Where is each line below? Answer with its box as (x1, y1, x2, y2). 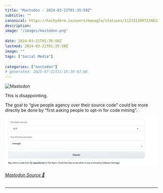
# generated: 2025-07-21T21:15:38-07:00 (5, 70, 88, 74)
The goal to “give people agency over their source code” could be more (5, 102, 148, 108)
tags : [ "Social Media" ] (5, 54, 53, 59)
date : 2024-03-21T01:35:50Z (5, 39, 62, 44)
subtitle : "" (5, 13, 32, 18)
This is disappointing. (5, 93, 48, 99)
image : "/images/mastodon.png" (5, 28, 68, 34)
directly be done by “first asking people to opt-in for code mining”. (5, 107, 137, 113)
